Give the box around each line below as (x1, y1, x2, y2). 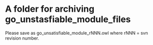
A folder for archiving (5, 3, 95, 15)
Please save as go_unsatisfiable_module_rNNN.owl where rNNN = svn (5, 30, 148, 36)
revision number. (5, 35, 39, 41)
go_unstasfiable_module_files (5, 14, 131, 25)
